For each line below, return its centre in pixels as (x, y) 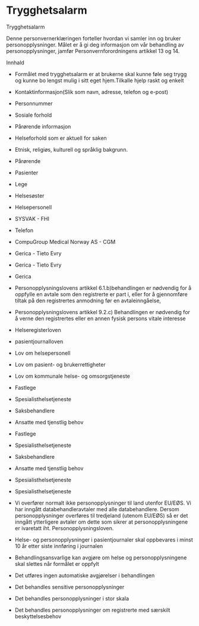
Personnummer (34, 103)
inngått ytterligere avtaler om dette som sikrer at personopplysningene (101, 522)
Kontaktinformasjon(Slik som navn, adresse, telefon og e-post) (91, 92)
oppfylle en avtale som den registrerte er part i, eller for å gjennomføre (101, 294)
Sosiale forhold (33, 115)
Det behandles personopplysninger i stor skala (72, 598)
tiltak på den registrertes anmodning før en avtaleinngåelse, (88, 301)
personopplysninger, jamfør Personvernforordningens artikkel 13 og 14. (93, 51)
